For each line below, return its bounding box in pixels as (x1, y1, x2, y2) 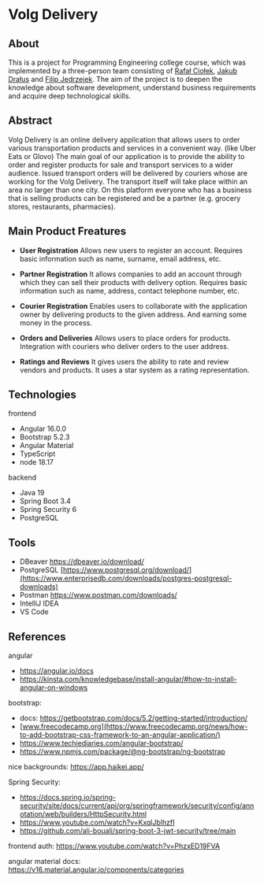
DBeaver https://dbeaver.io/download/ (19, 557, 144, 566)
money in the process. (19, 317, 92, 328)
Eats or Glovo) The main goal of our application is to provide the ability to (8, 151, 245, 161)
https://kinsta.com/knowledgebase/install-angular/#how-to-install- (19, 675, 238, 684)
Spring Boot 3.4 (19, 496, 71, 506)
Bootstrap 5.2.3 (19, 432, 70, 442)
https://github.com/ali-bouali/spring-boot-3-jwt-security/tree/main (19, 826, 236, 836)
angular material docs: (8, 857, 81, 866)
